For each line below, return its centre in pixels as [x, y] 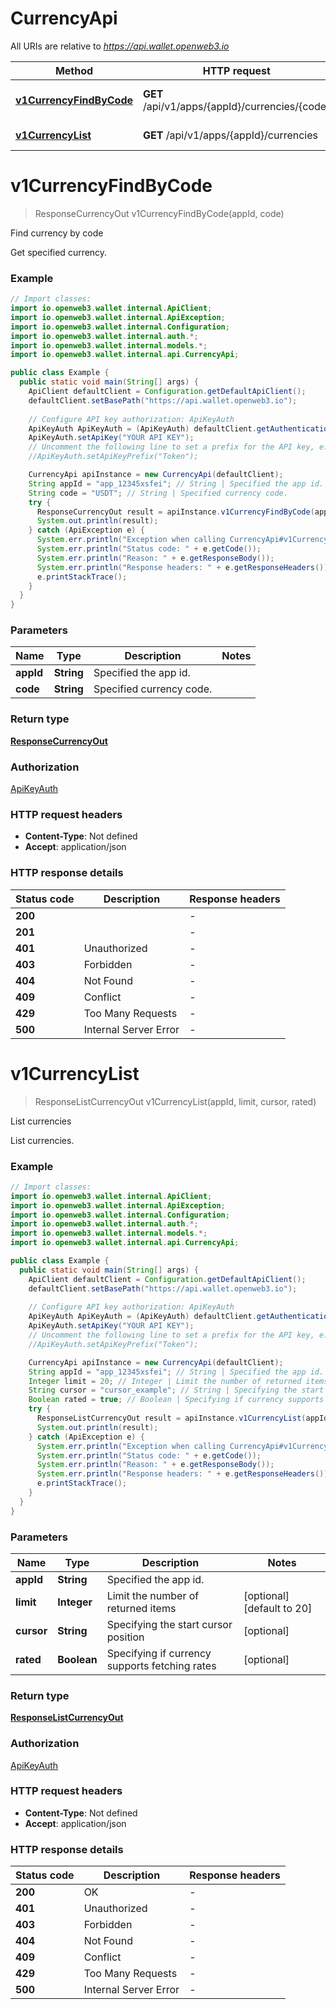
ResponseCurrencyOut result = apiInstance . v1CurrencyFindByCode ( [175, 512]
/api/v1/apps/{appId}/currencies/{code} [237, 106]
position [125, 1637]
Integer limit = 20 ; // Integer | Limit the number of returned [165, 1381]
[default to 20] [278, 1608]
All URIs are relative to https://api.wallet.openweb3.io [120, 46]
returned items [141, 1608]
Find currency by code [57, 233]
